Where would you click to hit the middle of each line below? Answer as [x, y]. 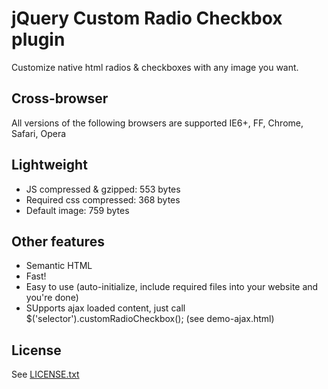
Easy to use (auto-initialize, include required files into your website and [172, 287]
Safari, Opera [39, 133]
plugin [38, 39]
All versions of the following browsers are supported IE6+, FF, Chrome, [157, 123]
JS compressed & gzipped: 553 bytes [103, 189]
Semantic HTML [59, 266]
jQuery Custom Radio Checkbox [147, 18]
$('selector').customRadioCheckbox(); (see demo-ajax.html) [150, 319]
